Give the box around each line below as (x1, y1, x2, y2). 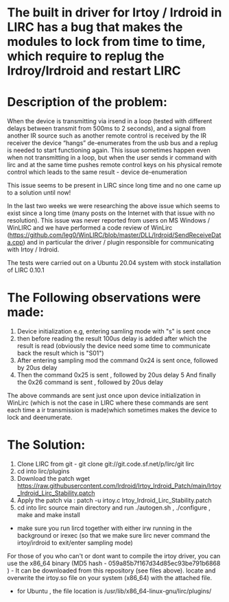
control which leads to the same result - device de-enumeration (7, 168, 187, 176)
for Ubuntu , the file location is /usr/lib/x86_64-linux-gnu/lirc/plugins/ (16, 587, 212, 595)
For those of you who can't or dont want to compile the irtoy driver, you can (7, 552, 221, 560)
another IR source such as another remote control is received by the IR (7, 131, 207, 140)
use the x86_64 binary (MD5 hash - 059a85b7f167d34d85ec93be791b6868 (7, 560, 221, 567)
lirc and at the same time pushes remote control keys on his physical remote (7, 161, 223, 169)
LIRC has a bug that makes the (7, 19, 183, 35)
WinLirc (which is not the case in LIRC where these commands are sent (7, 399, 208, 407)
